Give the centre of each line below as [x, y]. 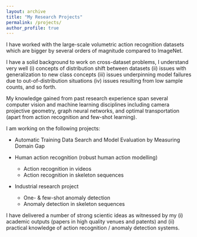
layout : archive [26, 11]
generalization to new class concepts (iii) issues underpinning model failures [99, 75]
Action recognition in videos [57, 169]
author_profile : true [33, 28]
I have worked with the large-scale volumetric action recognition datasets [95, 45]
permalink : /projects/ [34, 22]
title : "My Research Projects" [44, 17]
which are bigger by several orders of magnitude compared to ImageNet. [95, 51]
